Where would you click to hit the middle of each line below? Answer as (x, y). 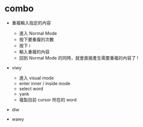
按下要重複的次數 (36, 39)
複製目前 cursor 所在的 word (48, 99)
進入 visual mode (36, 78)
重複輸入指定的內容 (31, 23)
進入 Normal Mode (38, 33)
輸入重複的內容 (34, 52)
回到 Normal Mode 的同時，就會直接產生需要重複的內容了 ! (79, 58)
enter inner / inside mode (45, 83)
